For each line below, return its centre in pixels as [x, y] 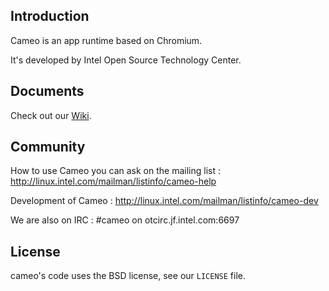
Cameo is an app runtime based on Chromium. [106, 40]
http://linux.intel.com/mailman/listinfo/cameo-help [113, 181]
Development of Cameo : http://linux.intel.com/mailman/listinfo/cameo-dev [164, 201]
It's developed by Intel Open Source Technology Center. [126, 60]
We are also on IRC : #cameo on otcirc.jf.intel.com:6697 [125, 220]
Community [48, 147]
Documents [47, 91]
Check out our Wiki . [51, 115]
